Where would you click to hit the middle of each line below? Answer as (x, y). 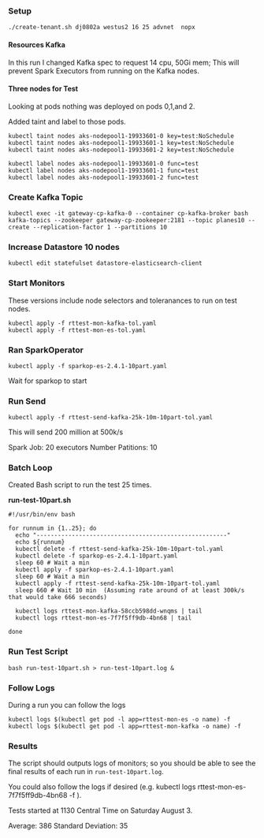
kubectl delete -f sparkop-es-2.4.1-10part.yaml (97, 556)
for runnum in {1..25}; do (52, 529)
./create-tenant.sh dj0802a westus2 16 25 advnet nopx (102, 28)
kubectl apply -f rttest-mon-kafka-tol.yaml (82, 323)
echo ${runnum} (40, 542)
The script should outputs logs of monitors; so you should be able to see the (132, 763)
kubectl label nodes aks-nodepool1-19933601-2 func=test (104, 177)
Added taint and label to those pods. (67, 121)
